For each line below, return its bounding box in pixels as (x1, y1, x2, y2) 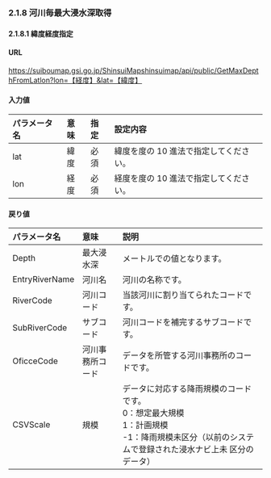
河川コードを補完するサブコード (122, 317, 244, 328)
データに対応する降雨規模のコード (122, 384, 252, 395)
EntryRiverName (12, 274, 75, 285)
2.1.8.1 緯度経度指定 (8, 28, 74, 38)
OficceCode (12, 355, 59, 367)
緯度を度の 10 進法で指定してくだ (114, 145, 242, 157)
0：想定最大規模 (122, 408, 185, 419)
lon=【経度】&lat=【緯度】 (53, 75, 143, 85)
